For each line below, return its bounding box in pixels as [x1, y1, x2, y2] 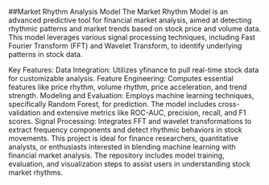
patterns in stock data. [8, 50, 83, 59]
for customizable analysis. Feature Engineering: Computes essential [8, 74, 234, 83]
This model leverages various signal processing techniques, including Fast [8, 32, 256, 42]
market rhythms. [8, 168, 63, 177]
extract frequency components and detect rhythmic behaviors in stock [8, 125, 243, 134]
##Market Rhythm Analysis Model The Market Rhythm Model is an [8, 7, 228, 16]
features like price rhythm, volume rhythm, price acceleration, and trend [8, 82, 247, 92]
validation [8, 108, 41, 117]
